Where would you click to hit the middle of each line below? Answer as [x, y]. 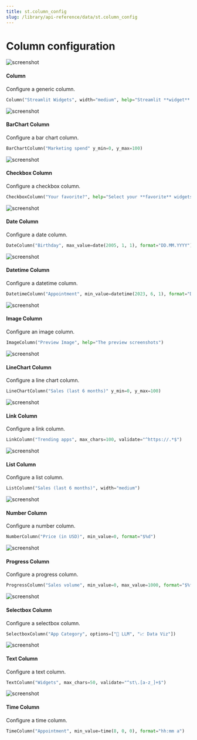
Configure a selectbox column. [43, 623]
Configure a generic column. [40, 89]
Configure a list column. [35, 478]
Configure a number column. [41, 526]
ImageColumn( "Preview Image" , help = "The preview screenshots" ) [85, 343]
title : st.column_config [36, 11]
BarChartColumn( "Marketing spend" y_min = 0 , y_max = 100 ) [74, 148]
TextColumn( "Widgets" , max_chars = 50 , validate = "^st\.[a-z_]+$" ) [86, 682]
